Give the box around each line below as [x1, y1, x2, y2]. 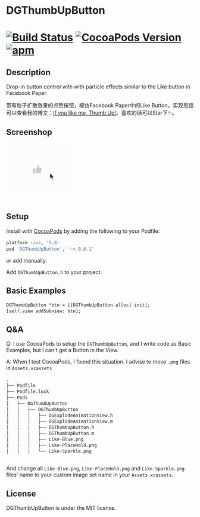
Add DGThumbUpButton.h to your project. [6, 268, 102, 275]
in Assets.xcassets [6, 365, 52, 372]
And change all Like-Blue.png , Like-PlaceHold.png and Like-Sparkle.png [6, 465, 185, 472]
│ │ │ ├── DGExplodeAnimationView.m [6, 418, 113, 424]
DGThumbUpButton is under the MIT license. [6, 504, 116, 511]
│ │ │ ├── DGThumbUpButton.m [6, 430, 95, 436]
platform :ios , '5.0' [6, 239, 60, 245]
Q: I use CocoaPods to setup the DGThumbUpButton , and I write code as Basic [6, 340, 192, 347]
